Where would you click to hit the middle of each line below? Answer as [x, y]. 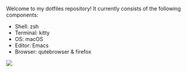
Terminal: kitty [32, 33]
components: [22, 15]
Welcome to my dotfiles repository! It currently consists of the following [93, 9]
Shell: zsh [27, 26]
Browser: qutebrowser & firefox [53, 52]
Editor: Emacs [32, 45]
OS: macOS [29, 39]
